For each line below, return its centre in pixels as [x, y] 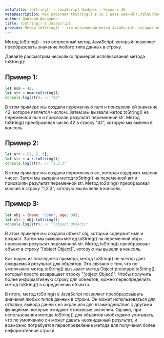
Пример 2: [22, 143]
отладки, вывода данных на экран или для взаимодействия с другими [79, 305]
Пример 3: [22, 204]
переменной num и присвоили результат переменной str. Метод [72, 117]
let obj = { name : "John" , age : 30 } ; [42, 215]
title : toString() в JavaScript [38, 23]
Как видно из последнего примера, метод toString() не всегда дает [75, 259]
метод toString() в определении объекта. [48, 285]
